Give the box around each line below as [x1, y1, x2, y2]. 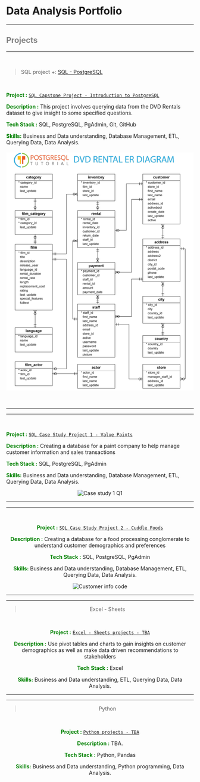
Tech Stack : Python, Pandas [64, 751, 136, 758]
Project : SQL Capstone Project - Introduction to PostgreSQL [6, 91, 160, 98]
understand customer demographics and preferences [34, 542, 166, 549]
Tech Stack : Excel [77, 664, 123, 672]
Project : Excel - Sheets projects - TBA [49, 628, 151, 636]
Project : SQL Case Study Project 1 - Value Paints [6, 431, 133, 438]
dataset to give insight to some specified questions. [6, 109, 133, 116]
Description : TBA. [77, 740, 123, 747]
